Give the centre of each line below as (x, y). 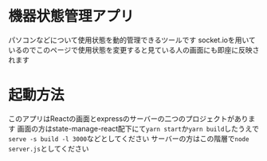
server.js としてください (49, 148)
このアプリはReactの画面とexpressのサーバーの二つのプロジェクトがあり (128, 118)
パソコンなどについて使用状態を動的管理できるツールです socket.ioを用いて (132, 40)
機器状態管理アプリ (71, 16)
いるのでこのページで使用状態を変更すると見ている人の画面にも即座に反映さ (134, 49)
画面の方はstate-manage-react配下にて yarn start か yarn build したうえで (138, 128)
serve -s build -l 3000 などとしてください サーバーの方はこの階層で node (129, 138)
